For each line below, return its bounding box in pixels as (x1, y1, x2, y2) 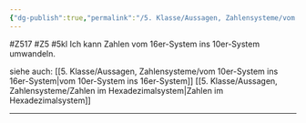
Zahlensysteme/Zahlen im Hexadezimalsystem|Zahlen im (9, 85, 224, 96)
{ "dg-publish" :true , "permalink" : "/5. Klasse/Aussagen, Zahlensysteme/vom (9, 13, 296, 23)
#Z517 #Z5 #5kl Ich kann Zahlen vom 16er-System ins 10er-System (9, 38, 260, 49)
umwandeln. (9, 47, 56, 59)
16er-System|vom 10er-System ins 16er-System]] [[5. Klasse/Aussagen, (9, 75, 278, 87)
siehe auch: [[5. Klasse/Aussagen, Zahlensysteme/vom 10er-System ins (9, 66, 279, 77)
